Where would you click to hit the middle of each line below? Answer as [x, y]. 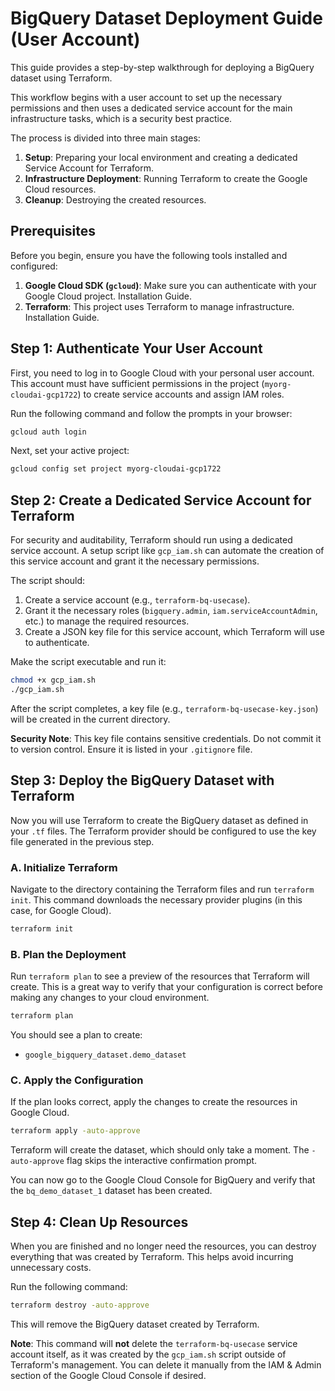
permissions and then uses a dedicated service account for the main [151, 108]
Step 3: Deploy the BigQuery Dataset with [142, 780]
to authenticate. [57, 643]
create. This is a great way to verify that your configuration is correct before [166, 987]
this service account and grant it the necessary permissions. [135, 561]
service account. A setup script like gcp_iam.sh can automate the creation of [167, 551]
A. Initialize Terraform [64, 867]
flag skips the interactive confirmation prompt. [162, 1161]
